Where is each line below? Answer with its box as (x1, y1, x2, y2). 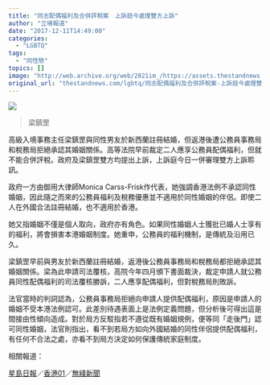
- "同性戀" (15, 57, 48, 65)
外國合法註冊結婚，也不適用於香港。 (22, 202, 142, 212)
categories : (8, 34, 48, 43)
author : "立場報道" (8, 19, 69, 27)
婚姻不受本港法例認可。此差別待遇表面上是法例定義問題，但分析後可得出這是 (8, 304, 262, 313)
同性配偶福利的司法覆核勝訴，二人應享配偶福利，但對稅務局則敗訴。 (14, 276, 241, 286)
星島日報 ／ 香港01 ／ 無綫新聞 (8, 368, 100, 378)
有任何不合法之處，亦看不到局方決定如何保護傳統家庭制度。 (8, 333, 206, 343)
